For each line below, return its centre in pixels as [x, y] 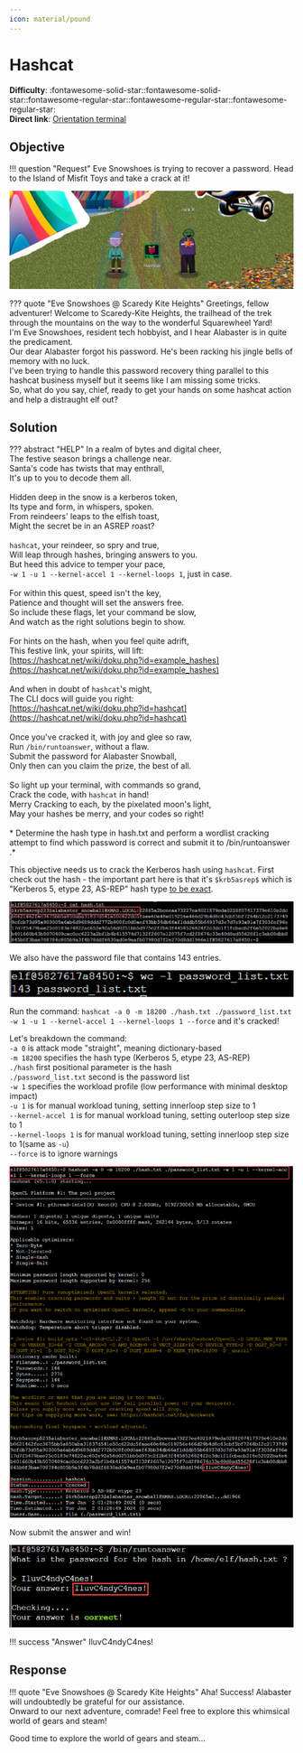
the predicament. [41, 341]
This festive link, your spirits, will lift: [77, 651]
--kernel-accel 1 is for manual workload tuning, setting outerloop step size [150, 1115]
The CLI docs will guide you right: [72, 699]
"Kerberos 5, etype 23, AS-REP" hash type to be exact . [111, 889]
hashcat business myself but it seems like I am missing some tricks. [135, 380]
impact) [23, 1096]
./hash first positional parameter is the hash [91, 1068]
